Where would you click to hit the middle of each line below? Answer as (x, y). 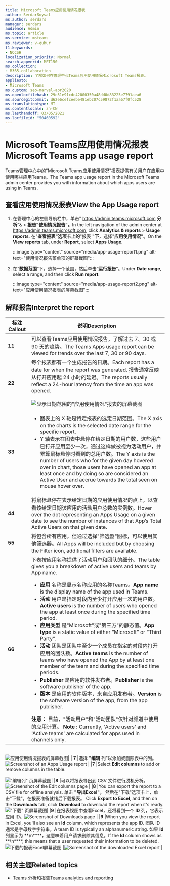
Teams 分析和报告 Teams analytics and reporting (63, 878)
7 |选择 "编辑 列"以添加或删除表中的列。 (115, 758)
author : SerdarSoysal (28, 15)
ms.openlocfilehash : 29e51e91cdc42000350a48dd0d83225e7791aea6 (73, 95)
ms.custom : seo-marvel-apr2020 (38, 90)
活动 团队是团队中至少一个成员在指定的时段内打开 (99, 646)
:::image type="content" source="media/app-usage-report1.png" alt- (84, 251)
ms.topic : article (25, 33)
